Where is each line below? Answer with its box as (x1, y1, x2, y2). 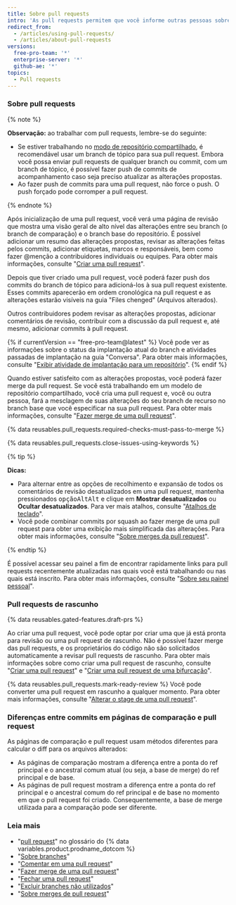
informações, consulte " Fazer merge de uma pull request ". (7, 411, 177, 420)
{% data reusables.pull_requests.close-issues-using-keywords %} (7, 438, 199, 447)
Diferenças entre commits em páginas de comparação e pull (7, 712, 216, 722)
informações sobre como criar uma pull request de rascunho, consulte (7, 659, 211, 667)
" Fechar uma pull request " (17, 874, 94, 882)
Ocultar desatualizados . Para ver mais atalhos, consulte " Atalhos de (17, 501, 216, 511)
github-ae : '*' (13, 63, 58, 70)
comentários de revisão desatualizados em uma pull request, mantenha (17, 487, 225, 495)
